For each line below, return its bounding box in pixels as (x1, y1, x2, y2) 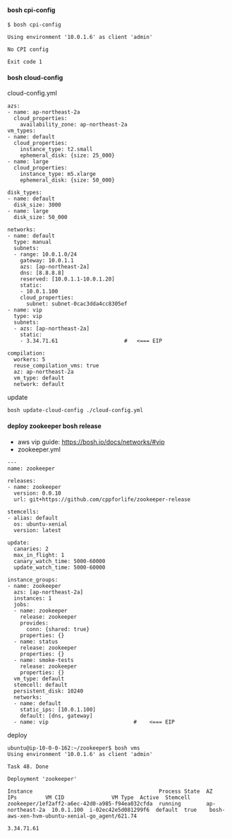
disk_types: (7, 189, 42, 196)
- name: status (13, 638, 59, 645)
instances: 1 (13, 594, 52, 602)
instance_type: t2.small (20, 146, 93, 153)
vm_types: (7, 127, 37, 134)
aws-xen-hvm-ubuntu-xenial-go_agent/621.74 (7, 813, 138, 820)
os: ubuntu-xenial (13, 520, 68, 528)
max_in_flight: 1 (13, 551, 65, 558)
